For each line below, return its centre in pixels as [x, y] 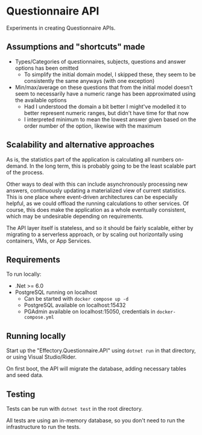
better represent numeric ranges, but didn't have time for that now [106, 113]
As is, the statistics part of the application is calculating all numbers [90, 159]
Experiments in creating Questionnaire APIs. [61, 28]
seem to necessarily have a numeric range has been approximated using [105, 93]
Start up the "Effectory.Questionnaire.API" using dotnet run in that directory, [101, 351]
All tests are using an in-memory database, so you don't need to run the [96, 420]
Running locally [36, 336]
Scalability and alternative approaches [80, 145]
